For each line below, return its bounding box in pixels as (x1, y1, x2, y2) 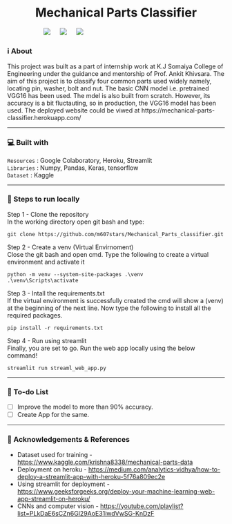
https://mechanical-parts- (141, 106, 215, 115)
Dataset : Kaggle (7, 171, 55, 179)
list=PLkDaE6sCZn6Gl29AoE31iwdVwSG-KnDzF (17, 509, 155, 517)
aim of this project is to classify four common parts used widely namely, (7, 77, 212, 86)
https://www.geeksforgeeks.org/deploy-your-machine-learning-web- (17, 487, 215, 495)
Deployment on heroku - (17, 465, 88, 474)
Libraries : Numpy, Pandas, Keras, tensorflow (7, 164, 139, 172)
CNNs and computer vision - (17, 502, 99, 510)
